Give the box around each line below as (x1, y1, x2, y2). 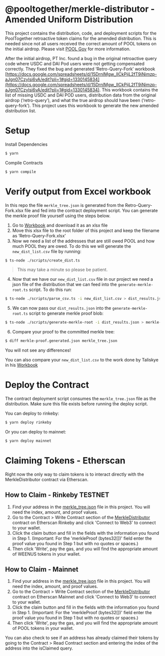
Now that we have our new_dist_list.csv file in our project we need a (12, 276, 153, 282)
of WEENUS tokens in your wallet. (12, 551, 81, 557)
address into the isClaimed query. (5, 645, 73, 651)
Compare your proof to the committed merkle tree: (12, 329, 115, 335)
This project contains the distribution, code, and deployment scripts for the (5, 30, 157, 36)
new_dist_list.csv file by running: (12, 248, 82, 254)
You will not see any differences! (5, 347, 71, 353)
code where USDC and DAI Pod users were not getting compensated (5, 61, 145, 66)
